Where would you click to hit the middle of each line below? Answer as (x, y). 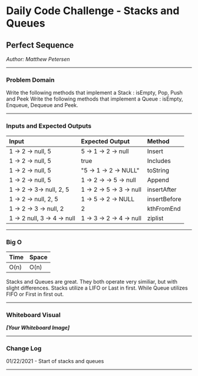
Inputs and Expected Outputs (49, 126)
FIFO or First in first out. (35, 294)
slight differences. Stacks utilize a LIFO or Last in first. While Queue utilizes (97, 288)
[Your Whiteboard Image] (38, 328)
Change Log (24, 348)
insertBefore (164, 199)
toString (158, 170)
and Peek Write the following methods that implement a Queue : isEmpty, (95, 99)
